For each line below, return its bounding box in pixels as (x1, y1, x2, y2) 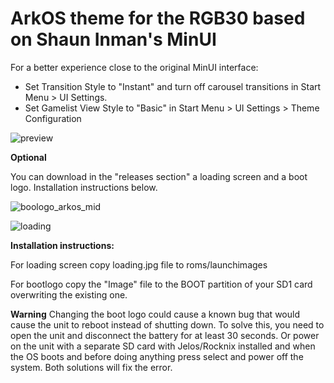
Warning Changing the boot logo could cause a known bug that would (10, 308, 300, 320)
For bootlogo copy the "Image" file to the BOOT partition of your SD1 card (10, 278, 313, 290)
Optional (10, 151, 47, 163)
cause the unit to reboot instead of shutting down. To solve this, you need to (10, 318, 325, 331)
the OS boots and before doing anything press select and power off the (10, 350, 304, 362)
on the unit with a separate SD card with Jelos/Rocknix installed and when (10, 340, 316, 352)
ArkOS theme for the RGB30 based (10, 7, 306, 30)
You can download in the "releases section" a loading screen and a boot (10, 170, 308, 182)
